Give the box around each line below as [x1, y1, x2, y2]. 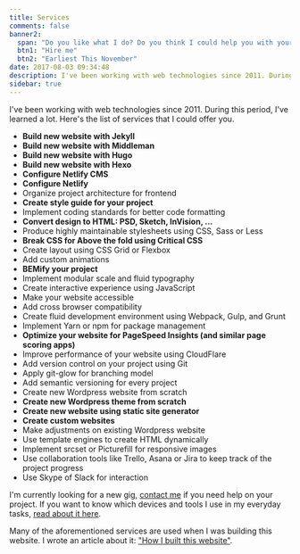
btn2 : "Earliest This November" [17, 54, 138, 63]
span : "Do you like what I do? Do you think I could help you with [17, 37, 274, 47]
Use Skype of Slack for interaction [21, 472, 149, 483]
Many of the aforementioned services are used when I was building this [9, 525, 272, 536]
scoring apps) [21, 339, 76, 350]
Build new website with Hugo [21, 149, 133, 161]
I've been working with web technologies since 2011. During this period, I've [9, 103, 288, 114]
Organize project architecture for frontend [21, 187, 177, 198]
